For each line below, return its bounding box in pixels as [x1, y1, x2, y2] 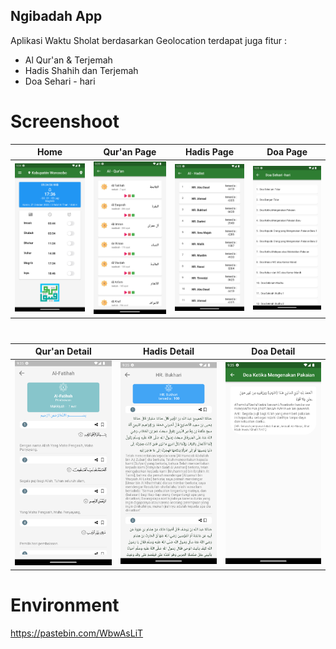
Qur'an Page [103, 146, 157, 158]
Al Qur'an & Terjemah [24, 54, 113, 66]
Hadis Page [184, 146, 234, 158]
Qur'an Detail [34, 345, 92, 358]
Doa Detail [251, 345, 296, 358]
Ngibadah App [10, 8, 103, 25]
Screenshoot [10, 110, 120, 133]
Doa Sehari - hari [24, 75, 96, 87]
